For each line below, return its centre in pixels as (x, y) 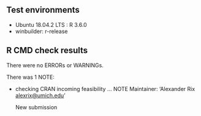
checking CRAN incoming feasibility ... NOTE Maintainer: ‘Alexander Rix (105, 89)
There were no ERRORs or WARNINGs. (55, 65)
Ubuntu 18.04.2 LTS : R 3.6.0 (51, 24)
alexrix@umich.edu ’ (40, 95)
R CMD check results (47, 50)
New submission (36, 107)
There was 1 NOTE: (31, 77)
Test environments (43, 10)
